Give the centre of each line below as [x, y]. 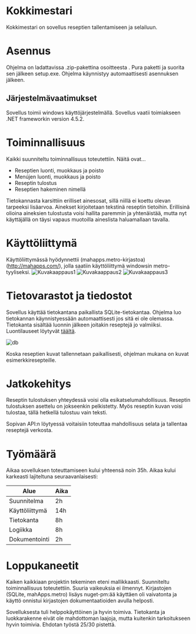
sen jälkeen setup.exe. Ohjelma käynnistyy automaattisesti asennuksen [92, 73]
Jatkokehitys [39, 384]
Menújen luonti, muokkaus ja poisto [58, 176]
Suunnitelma [26, 501]
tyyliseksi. [18, 272]
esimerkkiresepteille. [31, 360]
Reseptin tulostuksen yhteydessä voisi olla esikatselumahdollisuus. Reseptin [98, 400]
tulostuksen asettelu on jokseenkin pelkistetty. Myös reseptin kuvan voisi [94, 406]
